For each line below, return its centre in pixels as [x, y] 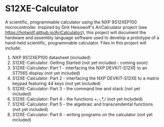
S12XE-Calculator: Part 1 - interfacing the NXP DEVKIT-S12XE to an [80, 68]
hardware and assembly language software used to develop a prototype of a [82, 38]
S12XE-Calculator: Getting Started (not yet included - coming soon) [80, 63]
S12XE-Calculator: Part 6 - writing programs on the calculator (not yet [82, 114]
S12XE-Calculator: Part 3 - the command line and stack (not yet [76, 88]
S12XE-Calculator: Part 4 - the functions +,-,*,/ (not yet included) [77, 99]
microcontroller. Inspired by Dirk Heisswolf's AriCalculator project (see [76, 27]
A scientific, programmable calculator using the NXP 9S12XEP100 [71, 22]
